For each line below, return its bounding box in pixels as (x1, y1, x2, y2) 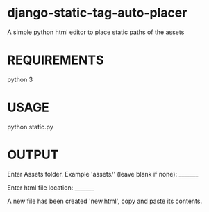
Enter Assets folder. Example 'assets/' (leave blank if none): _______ (7, 170, 199, 178)
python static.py (7, 122, 53, 131)
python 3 (7, 75, 33, 83)
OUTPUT (7, 147, 59, 163)
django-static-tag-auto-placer (7, 5, 187, 21)
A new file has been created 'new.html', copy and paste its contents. (7, 197, 203, 205)
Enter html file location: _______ (7, 183, 95, 192)
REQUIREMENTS (7, 52, 104, 68)
